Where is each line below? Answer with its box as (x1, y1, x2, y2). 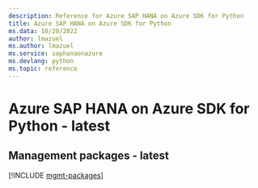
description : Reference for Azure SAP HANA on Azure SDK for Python (8, 11, 244, 20)
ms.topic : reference (8, 65, 78, 73)
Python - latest (8, 117, 111, 135)
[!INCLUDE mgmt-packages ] (8, 170, 104, 180)
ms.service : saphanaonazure (8, 49, 104, 58)
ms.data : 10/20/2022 (8, 27, 78, 35)
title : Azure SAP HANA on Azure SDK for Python (8, 19, 172, 28)
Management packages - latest (8, 149, 170, 163)
